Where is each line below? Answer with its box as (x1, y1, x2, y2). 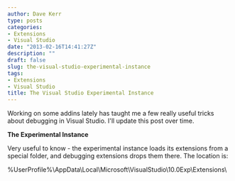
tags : (7, 70, 23, 77)
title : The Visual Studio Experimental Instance (7, 89, 154, 97)
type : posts (7, 17, 43, 24)
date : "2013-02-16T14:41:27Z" (7, 43, 97, 50)
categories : (7, 23, 43, 31)
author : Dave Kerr (7, 10, 62, 18)
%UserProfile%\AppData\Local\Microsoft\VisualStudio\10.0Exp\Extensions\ (7, 165, 227, 174)
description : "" (7, 50, 55, 57)
